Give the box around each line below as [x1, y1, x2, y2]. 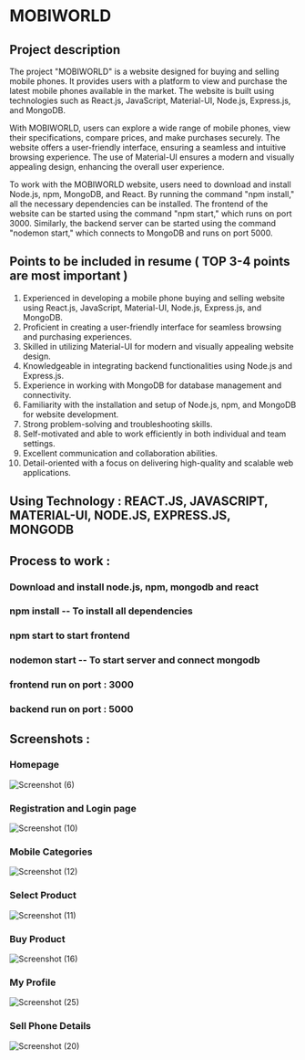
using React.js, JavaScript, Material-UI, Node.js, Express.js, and [22, 302, 262, 313]
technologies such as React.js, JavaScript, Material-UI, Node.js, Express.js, [9, 95, 291, 106]
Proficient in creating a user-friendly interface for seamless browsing [22, 321, 282, 332]
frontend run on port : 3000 [9, 678, 135, 691]
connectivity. [22, 389, 72, 400]
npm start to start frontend [9, 629, 130, 642]
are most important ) [9, 268, 128, 284]
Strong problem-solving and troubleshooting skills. [22, 418, 213, 429]
